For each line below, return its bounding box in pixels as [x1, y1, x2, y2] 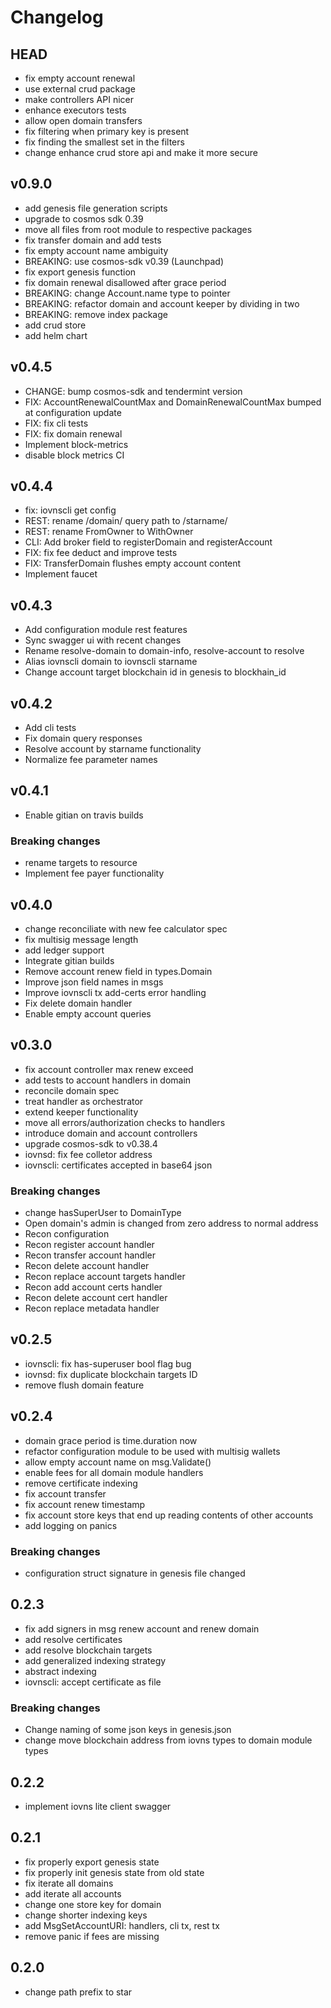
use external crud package [24, 83, 136, 95]
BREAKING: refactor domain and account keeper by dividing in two [24, 297, 300, 310]
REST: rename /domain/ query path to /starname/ [24, 515, 228, 527]
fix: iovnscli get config [24, 504, 117, 516]
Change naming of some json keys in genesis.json [24, 1724, 232, 1736]
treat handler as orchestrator [24, 1095, 144, 1107]
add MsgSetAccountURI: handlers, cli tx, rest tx [24, 1919, 220, 1931]
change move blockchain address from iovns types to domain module [24, 1734, 313, 1746]
